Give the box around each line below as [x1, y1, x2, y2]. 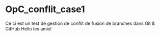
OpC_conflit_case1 [5, 4, 85, 15]
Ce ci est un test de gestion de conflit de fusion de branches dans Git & [5, 20, 155, 26]
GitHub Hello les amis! [5, 25, 52, 31]
